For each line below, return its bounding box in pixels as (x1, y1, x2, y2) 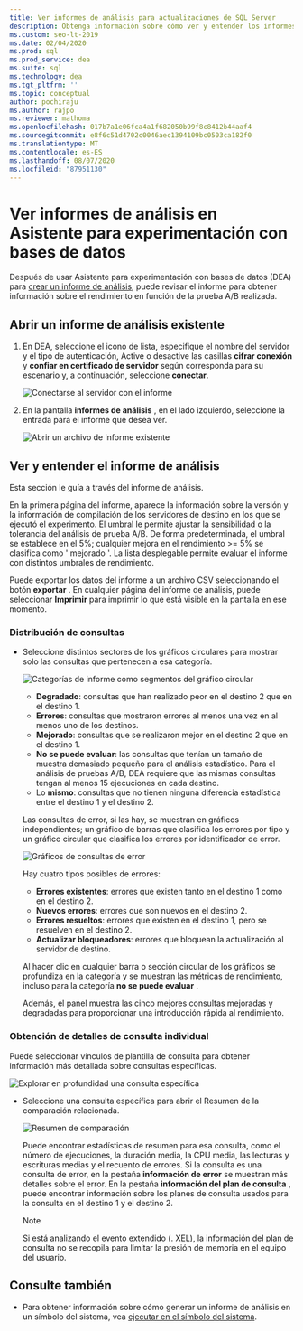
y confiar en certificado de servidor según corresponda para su (22, 361, 264, 371)
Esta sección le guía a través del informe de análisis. (9, 482, 205, 492)
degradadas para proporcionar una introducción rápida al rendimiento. (22, 1008, 285, 1018)
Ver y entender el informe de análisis (9, 458, 220, 473)
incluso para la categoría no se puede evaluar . (22, 980, 199, 991)
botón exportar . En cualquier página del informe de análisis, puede (9, 584, 261, 595)
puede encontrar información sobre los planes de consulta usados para (22, 1187, 289, 1198)
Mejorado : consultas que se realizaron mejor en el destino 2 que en (35, 729, 289, 741)
